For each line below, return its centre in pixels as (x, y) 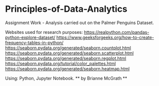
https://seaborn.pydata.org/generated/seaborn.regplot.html (66, 58)
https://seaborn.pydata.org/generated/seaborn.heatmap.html (67, 69)
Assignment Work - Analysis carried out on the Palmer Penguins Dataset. (79, 23)
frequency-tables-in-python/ (34, 42)
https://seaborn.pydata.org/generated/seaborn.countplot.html (68, 48)
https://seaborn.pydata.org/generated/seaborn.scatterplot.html (70, 53)
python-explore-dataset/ (30, 37)
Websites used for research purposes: (44, 32)
